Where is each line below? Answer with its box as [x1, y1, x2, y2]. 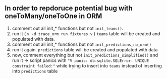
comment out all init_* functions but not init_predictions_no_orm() [12, 41, 152, 47]
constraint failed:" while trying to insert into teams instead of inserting [12, 62, 162, 68]
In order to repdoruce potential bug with [5, 4, 133, 13]
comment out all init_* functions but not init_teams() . [12, 25, 124, 31]
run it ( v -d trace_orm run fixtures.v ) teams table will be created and [12, 30, 160, 37]
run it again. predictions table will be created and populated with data [12, 46, 158, 52]
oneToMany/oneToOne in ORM [5, 12, 102, 21]
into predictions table [12, 68, 58, 74]
